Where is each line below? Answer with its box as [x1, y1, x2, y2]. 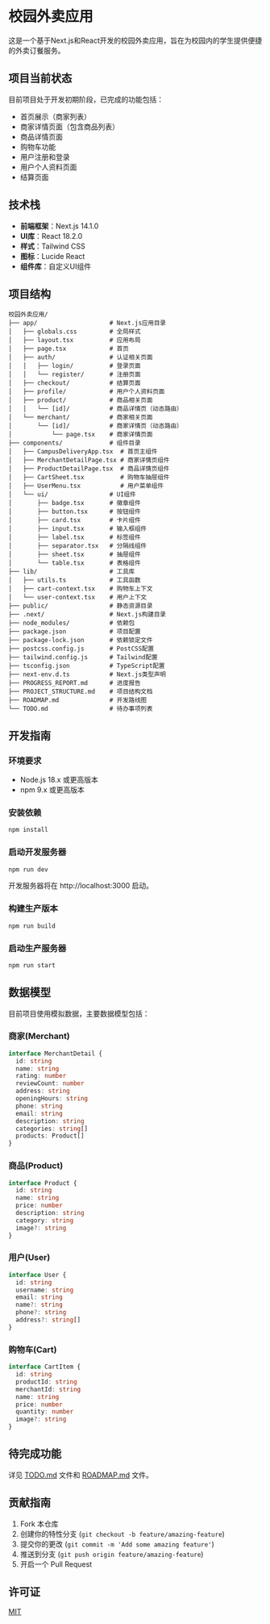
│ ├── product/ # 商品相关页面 [8, 396, 153, 404]
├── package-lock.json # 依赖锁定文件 [8, 637, 153, 645]
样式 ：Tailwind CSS [19, 241, 86, 251]
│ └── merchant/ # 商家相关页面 [8, 413, 153, 422]
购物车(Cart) [8, 1344, 57, 1355]
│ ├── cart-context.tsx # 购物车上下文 [8, 585, 153, 593]
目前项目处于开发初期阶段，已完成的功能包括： [8, 94, 164, 104]
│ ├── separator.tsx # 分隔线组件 [8, 542, 147, 550]
